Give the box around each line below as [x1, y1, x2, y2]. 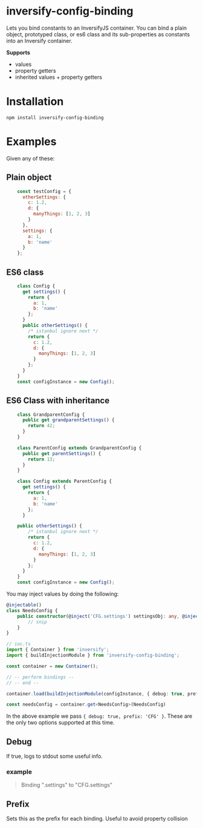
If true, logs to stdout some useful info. [6, 752, 103, 760]
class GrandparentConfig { [17, 412, 85, 418]
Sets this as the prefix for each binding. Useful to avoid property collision [6, 815, 188, 823]
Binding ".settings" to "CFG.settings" [21, 781, 113, 789]
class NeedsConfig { [6, 607, 59, 614]
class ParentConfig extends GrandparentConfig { [17, 445, 142, 451]
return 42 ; [28, 422, 56, 429]
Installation [6, 95, 64, 108]
